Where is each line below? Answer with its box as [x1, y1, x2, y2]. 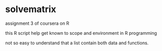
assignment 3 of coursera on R [5, 20, 70, 26]
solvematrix [5, 4, 57, 15]
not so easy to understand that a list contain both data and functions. [5, 39, 149, 46]
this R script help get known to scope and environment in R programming [5, 30, 157, 36]
